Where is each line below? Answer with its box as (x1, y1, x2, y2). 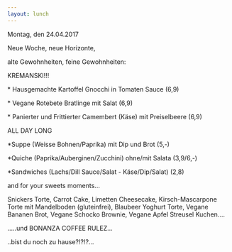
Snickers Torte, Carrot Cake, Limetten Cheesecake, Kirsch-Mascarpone (7, 195, 218, 203)
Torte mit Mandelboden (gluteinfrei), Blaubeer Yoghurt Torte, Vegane (7, 202, 209, 211)
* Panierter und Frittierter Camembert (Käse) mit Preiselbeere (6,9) (7, 112, 202, 121)
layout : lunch (7, 10, 50, 18)
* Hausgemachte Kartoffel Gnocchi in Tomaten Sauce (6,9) (7, 84, 179, 93)
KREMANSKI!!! (7, 71, 50, 80)
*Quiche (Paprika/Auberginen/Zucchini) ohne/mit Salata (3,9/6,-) (7, 153, 197, 162)
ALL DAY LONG (7, 126, 53, 135)
